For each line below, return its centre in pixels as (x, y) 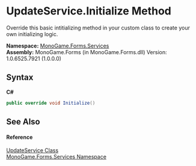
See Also (23, 122)
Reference (20, 137)
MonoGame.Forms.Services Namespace (57, 157)
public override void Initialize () (51, 103)
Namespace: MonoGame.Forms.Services (58, 46)
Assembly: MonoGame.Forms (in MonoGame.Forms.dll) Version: (87, 52)
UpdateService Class (32, 150)
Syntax (20, 77)
